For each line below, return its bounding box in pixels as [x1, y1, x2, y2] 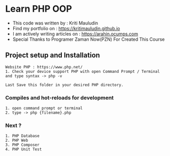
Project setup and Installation [5, 51, 100, 60]
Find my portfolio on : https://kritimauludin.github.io [12, 25, 120, 31]
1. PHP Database [5, 134, 40, 139]
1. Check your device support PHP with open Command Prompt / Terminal [5, 69, 160, 74]
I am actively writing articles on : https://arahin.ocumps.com [12, 31, 139, 37]
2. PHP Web [5, 138, 28, 143]
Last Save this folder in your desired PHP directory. [5, 82, 124, 87]
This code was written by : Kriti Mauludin [12, 20, 98, 26]
